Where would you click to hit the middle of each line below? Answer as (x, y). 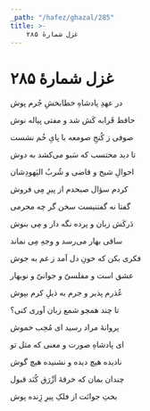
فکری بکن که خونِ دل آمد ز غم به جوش (76, 259)
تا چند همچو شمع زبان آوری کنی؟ (65, 310)
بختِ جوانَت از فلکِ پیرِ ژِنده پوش (64, 397)
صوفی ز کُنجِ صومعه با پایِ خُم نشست (72, 137)
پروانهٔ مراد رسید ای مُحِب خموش (65, 327)
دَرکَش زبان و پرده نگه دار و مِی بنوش (72, 224)
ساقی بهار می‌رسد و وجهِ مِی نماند (67, 241)
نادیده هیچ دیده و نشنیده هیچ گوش (66, 362)
